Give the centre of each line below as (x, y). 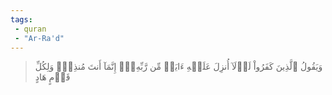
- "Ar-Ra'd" (39, 38)
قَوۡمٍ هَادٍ (52, 77)
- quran (30, 29)
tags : (21, 19)
